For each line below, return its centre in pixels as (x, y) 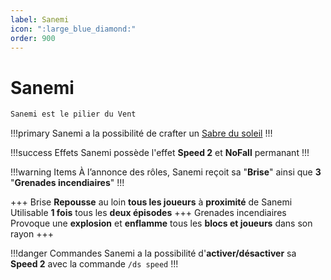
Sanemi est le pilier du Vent (73, 114)
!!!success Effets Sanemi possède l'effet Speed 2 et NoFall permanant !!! (160, 153)
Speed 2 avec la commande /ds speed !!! (94, 264)
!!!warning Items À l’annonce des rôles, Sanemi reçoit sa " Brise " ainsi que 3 (166, 172)
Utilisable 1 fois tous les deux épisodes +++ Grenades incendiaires (148, 213)
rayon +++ (32, 234)
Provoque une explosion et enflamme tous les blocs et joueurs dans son (161, 223)
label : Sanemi (40, 19)
